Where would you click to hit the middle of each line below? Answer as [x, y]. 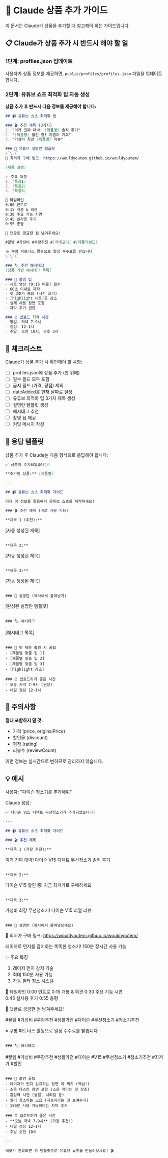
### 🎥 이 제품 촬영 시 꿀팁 [31, 647]
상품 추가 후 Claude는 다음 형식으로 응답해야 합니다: [57, 455]
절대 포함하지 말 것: [24, 720]
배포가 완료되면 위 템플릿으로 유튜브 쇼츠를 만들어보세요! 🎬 [60, 1151]
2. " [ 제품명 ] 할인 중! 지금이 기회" [38, 135]
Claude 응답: [18, 803]
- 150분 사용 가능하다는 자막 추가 [36, 1106]
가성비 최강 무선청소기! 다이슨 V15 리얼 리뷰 [48, 910]
